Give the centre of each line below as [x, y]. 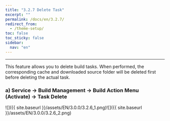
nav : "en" [20, 47]
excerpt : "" [18, 15]
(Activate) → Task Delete [36, 96]
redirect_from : [21, 24]
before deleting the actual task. [38, 77]
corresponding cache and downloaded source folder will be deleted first [81, 72]
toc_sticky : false [25, 38]
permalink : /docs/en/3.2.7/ [35, 19]
